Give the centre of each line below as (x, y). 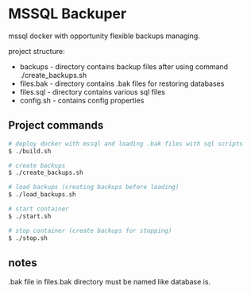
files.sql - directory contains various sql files (92, 91)
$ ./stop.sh (28, 238)
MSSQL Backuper (68, 14)
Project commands (56, 125)
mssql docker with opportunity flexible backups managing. (104, 36)
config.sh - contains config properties (82, 100)
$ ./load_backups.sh (42, 195)
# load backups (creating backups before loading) (94, 188)
